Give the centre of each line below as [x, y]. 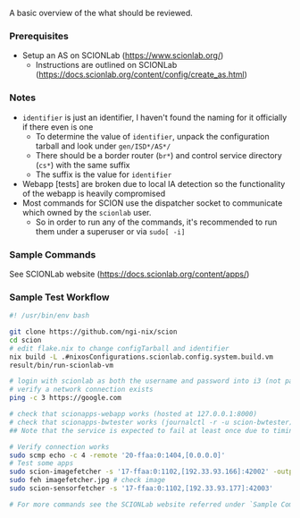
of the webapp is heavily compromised [94, 193]
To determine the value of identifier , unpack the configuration [152, 136]
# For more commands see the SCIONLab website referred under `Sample [143, 505]
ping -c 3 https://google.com [66, 398]
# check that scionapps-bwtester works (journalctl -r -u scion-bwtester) [151, 422]
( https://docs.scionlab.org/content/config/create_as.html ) [142, 74]
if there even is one [58, 127]
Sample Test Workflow [59, 297]
